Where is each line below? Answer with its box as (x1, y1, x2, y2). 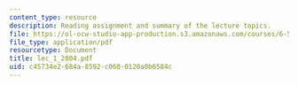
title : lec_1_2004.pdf (9, 54, 93, 63)
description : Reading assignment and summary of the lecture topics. (9, 21, 272, 30)
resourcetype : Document (9, 46, 98, 55)
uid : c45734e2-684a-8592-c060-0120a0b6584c (9, 63, 173, 72)
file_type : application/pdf (9, 37, 114, 47)
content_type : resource (9, 12, 98, 22)
